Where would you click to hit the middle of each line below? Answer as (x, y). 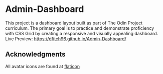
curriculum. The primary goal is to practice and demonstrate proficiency (80, 28)
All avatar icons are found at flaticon (43, 66)
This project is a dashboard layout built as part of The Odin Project (74, 23)
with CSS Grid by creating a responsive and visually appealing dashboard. (82, 33)
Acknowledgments (36, 54)
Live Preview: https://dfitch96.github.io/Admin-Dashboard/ (66, 39)
